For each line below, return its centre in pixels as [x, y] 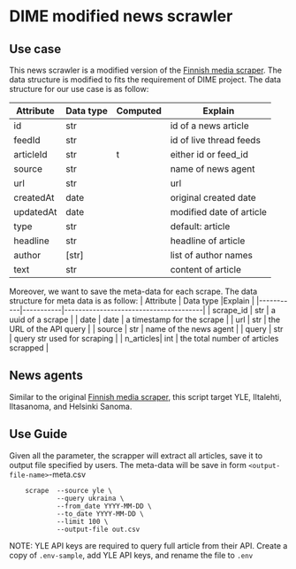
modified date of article [219, 212]
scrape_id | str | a [244, 310]
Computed [139, 111]
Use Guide [38, 434]
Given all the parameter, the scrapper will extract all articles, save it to [136, 455]
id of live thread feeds [215, 140]
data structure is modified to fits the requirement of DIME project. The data [145, 80]
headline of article [208, 241]
